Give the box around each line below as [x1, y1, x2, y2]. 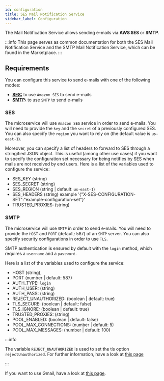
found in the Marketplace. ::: [5, 50, 62, 55]
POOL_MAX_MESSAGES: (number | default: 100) [12, 327, 110, 333]
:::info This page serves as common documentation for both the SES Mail [5, 39, 153, 45]
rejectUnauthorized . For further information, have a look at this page [5, 351, 144, 357]
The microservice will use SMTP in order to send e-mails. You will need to [5, 225, 151, 231]
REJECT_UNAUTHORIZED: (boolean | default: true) [12, 296, 115, 301]
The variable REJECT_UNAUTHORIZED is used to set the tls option [5, 346, 129, 352]
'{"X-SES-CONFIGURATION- [78, 191, 136, 197]
